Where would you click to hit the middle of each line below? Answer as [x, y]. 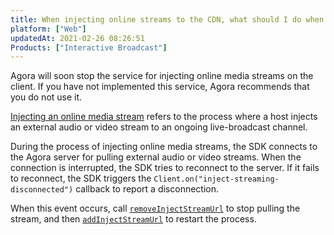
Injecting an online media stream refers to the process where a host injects [164, 117]
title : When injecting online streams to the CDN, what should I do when [167, 19]
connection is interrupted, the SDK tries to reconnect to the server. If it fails [165, 168]
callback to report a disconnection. [147, 189]
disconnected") [42, 190]
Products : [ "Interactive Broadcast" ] [89, 47]
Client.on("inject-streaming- [216, 179]
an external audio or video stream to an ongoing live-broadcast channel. [159, 127]
